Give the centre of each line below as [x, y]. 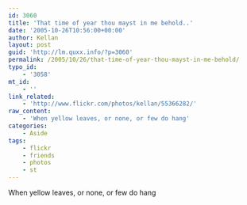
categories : [28, 126]
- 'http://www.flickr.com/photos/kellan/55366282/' [110, 104]
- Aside [35, 133]
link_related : [32, 97]
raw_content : [30, 112]
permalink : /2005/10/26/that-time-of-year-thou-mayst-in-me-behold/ [124, 60]
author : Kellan [33, 38]
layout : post [30, 45]
